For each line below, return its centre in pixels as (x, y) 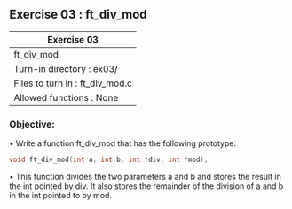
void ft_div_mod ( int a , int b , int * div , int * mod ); (109, 160)
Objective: (32, 124)
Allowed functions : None (66, 97)
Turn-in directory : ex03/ (66, 68)
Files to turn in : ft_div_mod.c (73, 83)
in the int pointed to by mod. (61, 195)
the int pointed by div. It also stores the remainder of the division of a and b (146, 186)
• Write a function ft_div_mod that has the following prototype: (123, 143)
